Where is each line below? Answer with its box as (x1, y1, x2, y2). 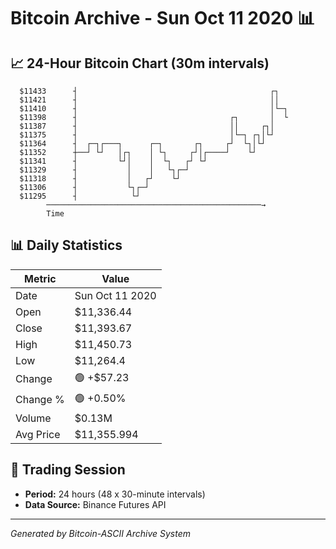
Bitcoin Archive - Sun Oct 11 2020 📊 (10, 7, 316, 30)
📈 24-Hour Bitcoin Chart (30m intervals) (10, 55, 270, 72)
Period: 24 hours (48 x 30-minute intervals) (24, 488, 206, 500)
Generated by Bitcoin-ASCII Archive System (10, 527, 191, 539)
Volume (15, 411, 52, 425)
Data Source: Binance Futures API (24, 498, 167, 510)
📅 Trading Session (10, 461, 126, 479)
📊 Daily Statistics (10, 237, 123, 254)
